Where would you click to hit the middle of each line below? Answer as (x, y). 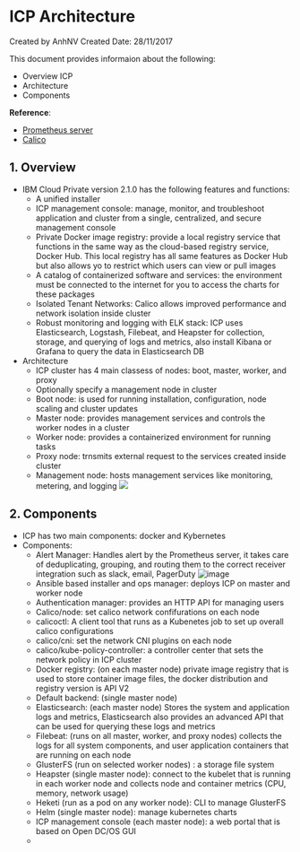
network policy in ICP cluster (89, 659)
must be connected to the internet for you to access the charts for (158, 284)
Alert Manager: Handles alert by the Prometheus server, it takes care (162, 554)
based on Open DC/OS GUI (86, 830)
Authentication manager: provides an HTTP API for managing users (160, 602)
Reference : (30, 112)
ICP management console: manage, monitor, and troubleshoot (150, 208)
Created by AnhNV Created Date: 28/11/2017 (91, 41)
